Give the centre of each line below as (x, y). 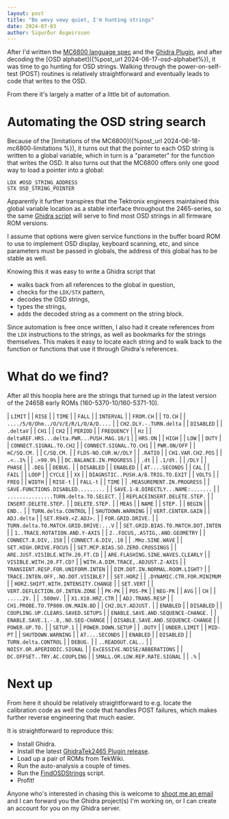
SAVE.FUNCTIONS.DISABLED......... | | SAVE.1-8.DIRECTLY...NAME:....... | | (113, 489)
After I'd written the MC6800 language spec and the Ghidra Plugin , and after (115, 52)
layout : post (26, 13)
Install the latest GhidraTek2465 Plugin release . (83, 751)
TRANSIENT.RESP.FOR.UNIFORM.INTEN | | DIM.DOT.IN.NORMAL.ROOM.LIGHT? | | (109, 569)
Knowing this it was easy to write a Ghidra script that (81, 272)
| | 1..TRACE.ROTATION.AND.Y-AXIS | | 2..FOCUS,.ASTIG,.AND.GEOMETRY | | (106, 533)
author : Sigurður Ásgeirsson (49, 33)
